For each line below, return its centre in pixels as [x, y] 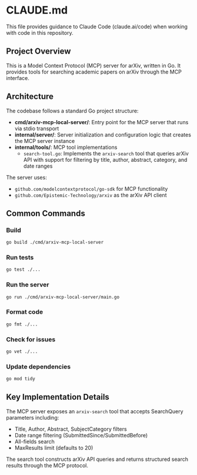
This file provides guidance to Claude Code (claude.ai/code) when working [97, 26]
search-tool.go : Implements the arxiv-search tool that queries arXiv [106, 153]
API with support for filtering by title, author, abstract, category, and [105, 160]
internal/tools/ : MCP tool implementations [66, 147]
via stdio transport [37, 128]
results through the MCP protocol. [47, 465]
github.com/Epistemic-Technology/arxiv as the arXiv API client [91, 195]
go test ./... [24, 270]
